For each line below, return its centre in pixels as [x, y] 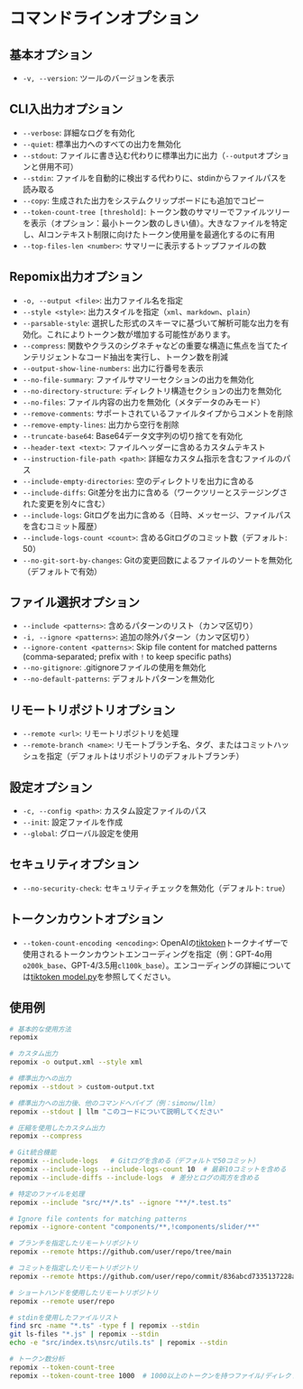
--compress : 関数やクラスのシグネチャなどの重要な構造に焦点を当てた [151, 345]
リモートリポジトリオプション [92, 710]
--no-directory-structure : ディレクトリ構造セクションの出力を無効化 [152, 390]
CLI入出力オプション [66, 109]
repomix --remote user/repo [62, 1301]
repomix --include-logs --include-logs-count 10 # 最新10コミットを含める [148, 1170]
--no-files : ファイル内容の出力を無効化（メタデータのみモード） [144, 402]
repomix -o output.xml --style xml [76, 1062]
